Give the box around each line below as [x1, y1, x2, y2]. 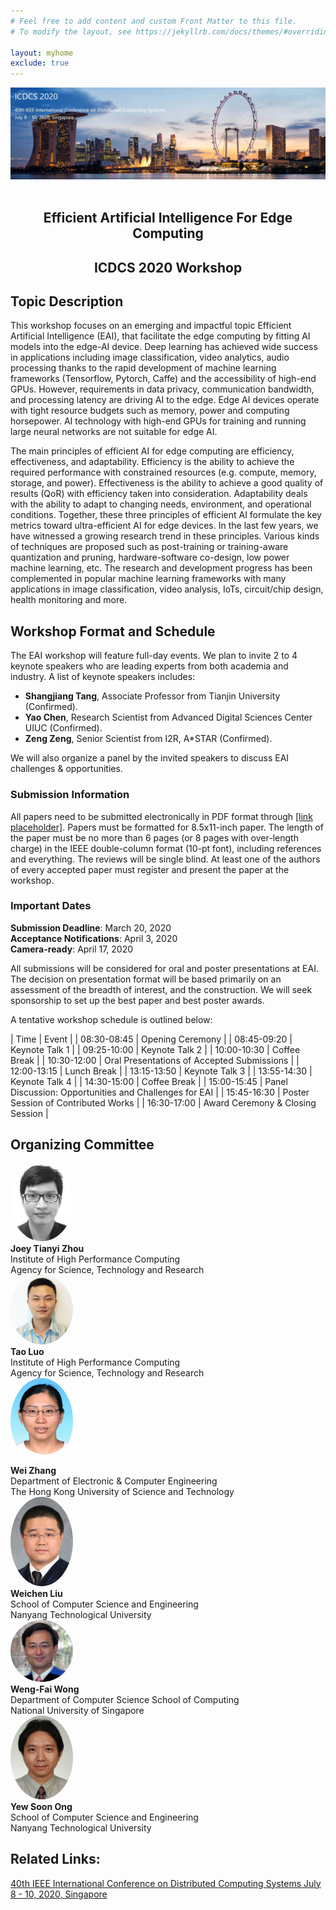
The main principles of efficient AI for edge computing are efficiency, [10, 445, 295, 457]
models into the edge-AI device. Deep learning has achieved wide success [10, 341, 318, 353]
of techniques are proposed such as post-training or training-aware [10, 541, 289, 553]
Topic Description [10, 293, 124, 310]
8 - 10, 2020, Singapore [10, 1888, 108, 1900]
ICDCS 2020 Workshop [93, 259, 243, 276]
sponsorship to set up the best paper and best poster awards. [10, 994, 265, 1006]
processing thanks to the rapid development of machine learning [10, 362, 277, 374]
